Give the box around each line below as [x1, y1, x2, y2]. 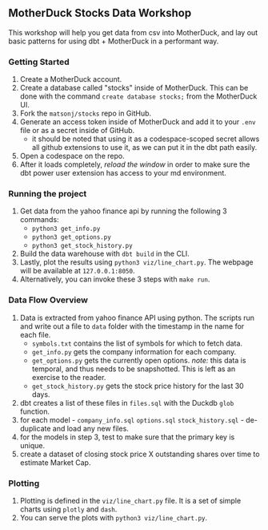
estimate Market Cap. [19, 457, 91, 467]
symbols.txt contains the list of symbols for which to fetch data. [31, 338, 242, 348]
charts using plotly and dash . [19, 504, 118, 514]
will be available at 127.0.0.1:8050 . [19, 266, 135, 276]
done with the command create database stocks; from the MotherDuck [19, 91, 258, 101]
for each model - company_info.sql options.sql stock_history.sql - [19, 415, 244, 424]
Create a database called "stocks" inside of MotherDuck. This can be [19, 83, 249, 93]
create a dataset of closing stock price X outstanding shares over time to [19, 449, 260, 459]
